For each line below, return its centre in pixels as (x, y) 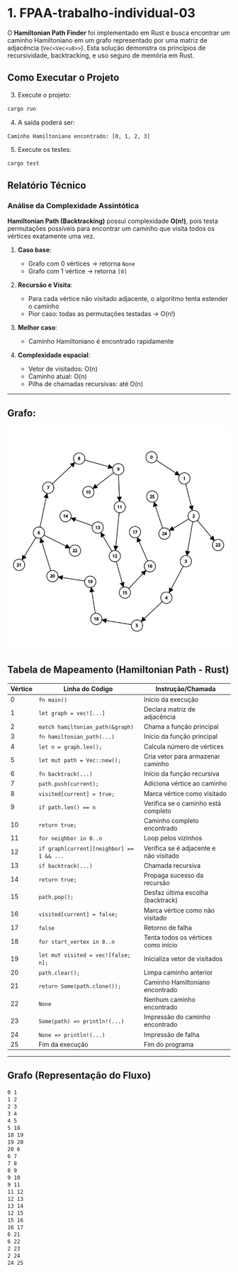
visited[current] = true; (77, 794)
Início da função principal (181, 736)
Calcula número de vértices (184, 746)
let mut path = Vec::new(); (80, 761)
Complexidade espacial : (54, 355)
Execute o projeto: (44, 94)
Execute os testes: (45, 149)
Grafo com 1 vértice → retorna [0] (78, 271)
